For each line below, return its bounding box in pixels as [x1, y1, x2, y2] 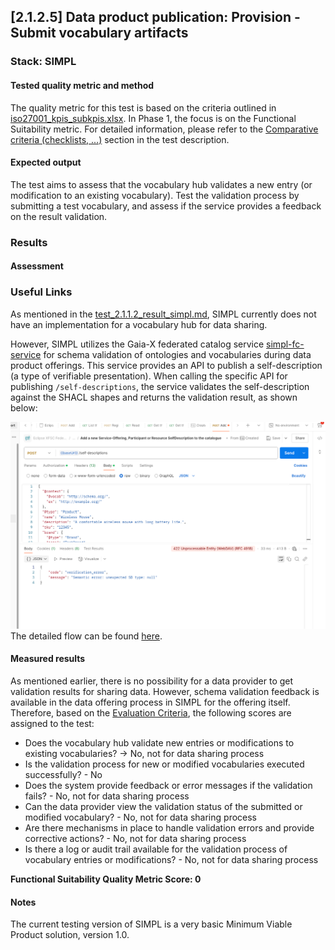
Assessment [10, 260, 64, 272]
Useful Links [10, 285, 73, 299]
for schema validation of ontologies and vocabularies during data [43, 348, 312, 360]
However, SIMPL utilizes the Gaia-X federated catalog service [10, 338, 265, 350]
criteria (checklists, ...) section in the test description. [10, 133, 230, 145]
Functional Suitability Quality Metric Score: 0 [10, 873, 202, 885]
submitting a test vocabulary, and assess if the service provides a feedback [10, 200, 322, 212]
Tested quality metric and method [10, 79, 155, 91]
